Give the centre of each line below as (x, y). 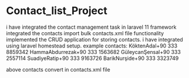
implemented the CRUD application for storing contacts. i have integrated (95, 39)
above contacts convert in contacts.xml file (58, 69)
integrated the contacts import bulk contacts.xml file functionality (85, 33)
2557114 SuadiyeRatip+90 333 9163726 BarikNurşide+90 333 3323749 (92, 58)
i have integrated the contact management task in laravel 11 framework (91, 27)
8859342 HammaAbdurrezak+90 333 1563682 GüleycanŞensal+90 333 (93, 52)
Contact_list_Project (57, 11)
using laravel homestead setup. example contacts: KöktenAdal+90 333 (92, 46)
